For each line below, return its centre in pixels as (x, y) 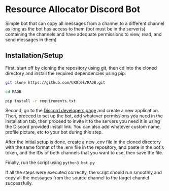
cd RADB (13, 92)
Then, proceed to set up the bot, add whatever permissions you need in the (84, 116)
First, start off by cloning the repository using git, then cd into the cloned (81, 68)
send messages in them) (31, 40)
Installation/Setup (34, 56)
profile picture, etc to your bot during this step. (54, 132)
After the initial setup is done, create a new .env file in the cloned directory (83, 142)
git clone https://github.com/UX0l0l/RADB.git (55, 82)
